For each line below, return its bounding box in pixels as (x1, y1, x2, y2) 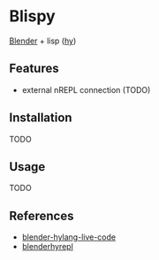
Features (9, 61, 59, 76)
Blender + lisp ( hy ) (9, 35, 77, 46)
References (9, 208, 74, 223)
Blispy (9, 6, 56, 27)
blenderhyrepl (21, 241, 73, 252)
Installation (9, 111, 72, 126)
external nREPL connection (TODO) (21, 84, 151, 95)
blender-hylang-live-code (21, 232, 117, 242)
